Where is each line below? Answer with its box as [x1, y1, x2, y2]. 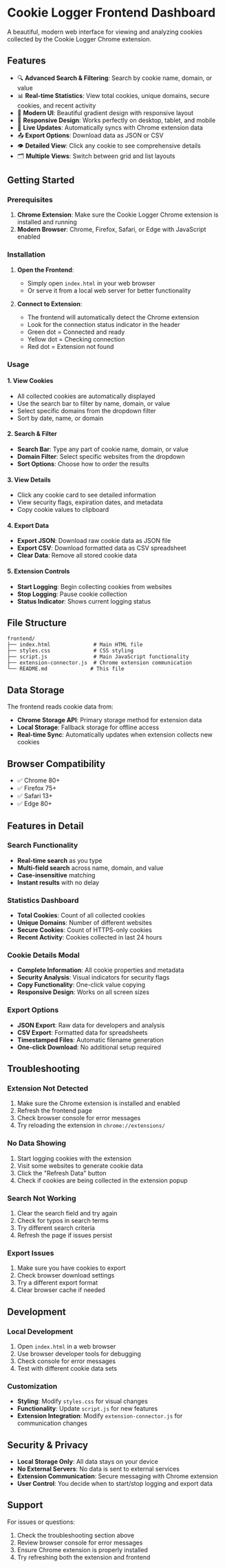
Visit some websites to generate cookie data [17, 1161, 143, 1170]
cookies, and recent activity [17, 101, 96, 110]
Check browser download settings [17, 1271, 115, 1280]
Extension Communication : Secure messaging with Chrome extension [17, 1472, 218, 1480]
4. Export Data [7, 521, 50, 529]
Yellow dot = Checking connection [27, 335, 125, 343]
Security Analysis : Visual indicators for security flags [17, 973, 170, 982]
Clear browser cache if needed [17, 1286, 105, 1294]
